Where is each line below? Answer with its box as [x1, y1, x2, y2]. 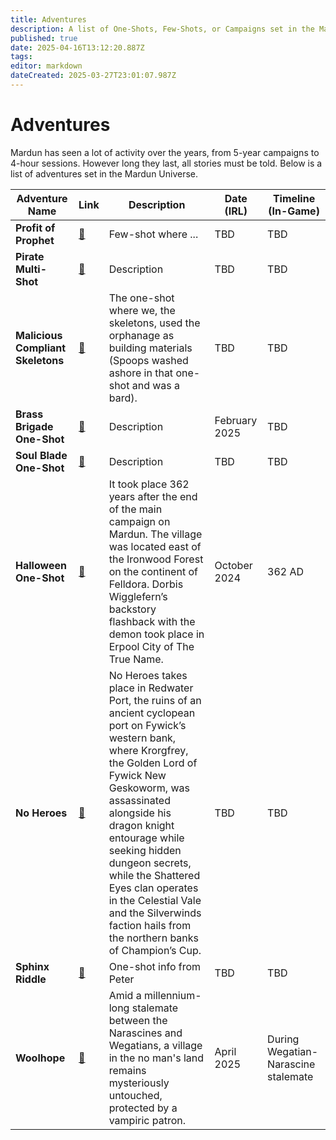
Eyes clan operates [108, 881, 199, 895]
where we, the [108, 303, 176, 317]
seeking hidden [108, 843, 182, 857]
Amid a [108, 988, 142, 1002]
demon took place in [108, 627, 205, 641]
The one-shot [108, 291, 175, 305]
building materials [108, 341, 193, 355]
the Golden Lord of [108, 756, 198, 770]
